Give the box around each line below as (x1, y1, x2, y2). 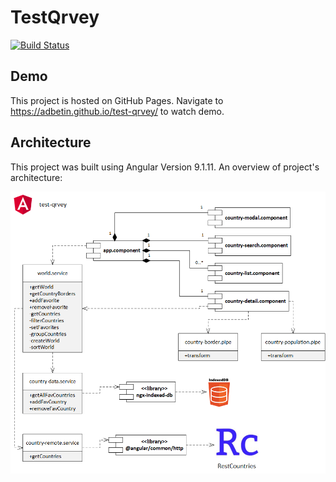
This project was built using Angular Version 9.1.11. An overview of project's (10, 161, 320, 173)
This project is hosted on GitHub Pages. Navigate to (10, 94, 224, 106)
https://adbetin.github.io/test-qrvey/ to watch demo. (10, 105, 225, 117)
